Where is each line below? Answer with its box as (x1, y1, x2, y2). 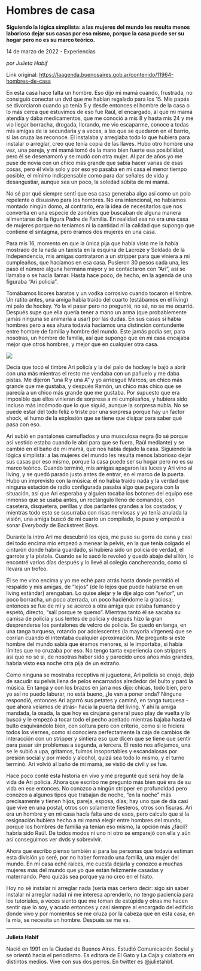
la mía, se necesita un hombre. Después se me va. (6, 916, 130, 924)
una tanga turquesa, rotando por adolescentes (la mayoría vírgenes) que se (6, 627, 193, 635)
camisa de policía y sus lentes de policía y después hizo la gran (6, 615, 163, 622)
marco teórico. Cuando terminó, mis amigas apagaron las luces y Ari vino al (6, 464, 193, 471)
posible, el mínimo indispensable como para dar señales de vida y (6, 172, 169, 179)
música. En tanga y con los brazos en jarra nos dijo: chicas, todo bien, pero (6, 684, 191, 691)
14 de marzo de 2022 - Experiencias (6, 47, 96, 55)
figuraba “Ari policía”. (6, 278, 58, 285)
